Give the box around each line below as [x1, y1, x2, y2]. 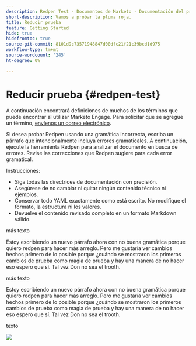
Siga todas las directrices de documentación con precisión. [14, 179, 157, 186]
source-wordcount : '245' [6, 52, 66, 58]
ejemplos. [14, 191, 38, 198]
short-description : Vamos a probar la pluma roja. [6, 14, 132, 20]
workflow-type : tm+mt [6, 47, 59, 53]
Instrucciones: [6, 167, 41, 174]
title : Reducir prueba [6, 19, 61, 25]
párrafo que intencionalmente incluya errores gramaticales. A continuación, [6, 137, 188, 144]
